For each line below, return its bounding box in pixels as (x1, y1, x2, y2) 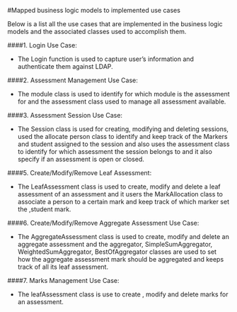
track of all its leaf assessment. (17, 262, 108, 271)
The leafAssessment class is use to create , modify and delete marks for (17, 290, 229, 299)
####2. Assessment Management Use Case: (7, 76, 138, 84)
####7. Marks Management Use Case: (7, 277, 120, 284)
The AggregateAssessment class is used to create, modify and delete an (17, 233, 230, 240)
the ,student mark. (17, 205, 71, 213)
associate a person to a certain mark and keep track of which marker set (17, 198, 230, 206)
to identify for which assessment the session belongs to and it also (17, 147, 212, 155)
